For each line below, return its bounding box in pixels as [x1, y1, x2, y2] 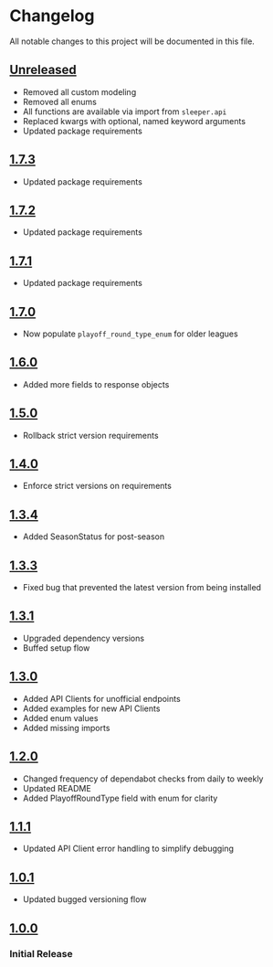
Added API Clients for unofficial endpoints [22, 693, 181, 704]
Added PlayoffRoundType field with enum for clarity [22, 792, 218, 803]
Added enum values [22, 712, 99, 723]
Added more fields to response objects [22, 378, 170, 389]
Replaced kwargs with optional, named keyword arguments [22, 115, 247, 126]
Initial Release [9, 948, 73, 961]
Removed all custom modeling [22, 86, 137, 97]
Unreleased [9, 62, 78, 78]
